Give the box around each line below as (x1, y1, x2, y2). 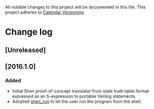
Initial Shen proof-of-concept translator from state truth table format (12, 88, 149, 94)
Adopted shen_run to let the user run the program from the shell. (12, 99, 142, 105)
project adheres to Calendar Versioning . (5, 9, 85, 15)
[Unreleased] (5, 46, 46, 54)
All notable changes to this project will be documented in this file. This (5, 4, 146, 10)
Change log (5, 26, 53, 38)
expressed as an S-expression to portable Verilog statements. (12, 93, 136, 99)
